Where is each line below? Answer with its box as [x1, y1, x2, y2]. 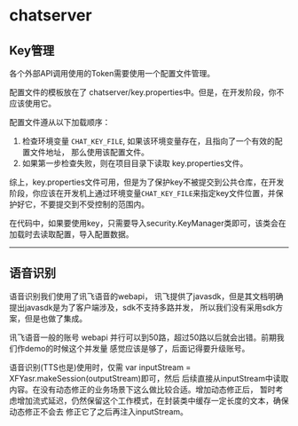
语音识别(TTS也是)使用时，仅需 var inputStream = [9, 361, 192, 373]
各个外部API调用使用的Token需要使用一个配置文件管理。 [9, 68, 216, 78]
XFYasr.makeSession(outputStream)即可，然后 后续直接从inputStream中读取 [9, 373, 289, 383]
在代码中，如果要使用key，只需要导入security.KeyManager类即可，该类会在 [9, 218, 286, 228]
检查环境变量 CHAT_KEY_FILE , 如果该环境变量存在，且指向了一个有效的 [21, 136, 275, 146]
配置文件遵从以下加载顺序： [9, 117, 111, 127]
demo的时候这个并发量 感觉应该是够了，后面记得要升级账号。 [24, 343, 250, 353]
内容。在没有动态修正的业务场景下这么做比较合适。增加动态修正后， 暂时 [9, 383, 276, 395]
